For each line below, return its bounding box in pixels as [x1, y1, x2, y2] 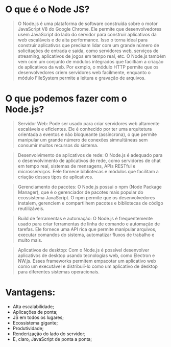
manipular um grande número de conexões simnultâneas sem [17, 136, 148, 143]
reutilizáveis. [17, 205, 44, 212]
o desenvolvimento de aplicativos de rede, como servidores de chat [17, 157, 161, 164]
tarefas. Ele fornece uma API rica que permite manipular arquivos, [17, 226, 157, 232]
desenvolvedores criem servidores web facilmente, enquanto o [17, 69, 151, 75]
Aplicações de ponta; [12, 309, 58, 315]
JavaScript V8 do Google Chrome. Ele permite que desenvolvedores [17, 26, 162, 32]
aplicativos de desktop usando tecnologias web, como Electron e [17, 252, 155, 259]
